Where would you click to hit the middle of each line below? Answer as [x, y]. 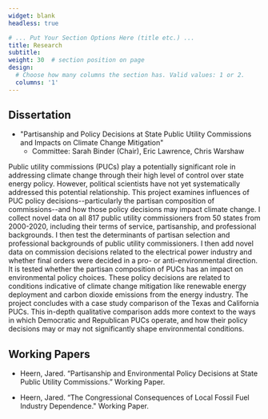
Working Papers [49, 354]
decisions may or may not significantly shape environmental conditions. [126, 329]
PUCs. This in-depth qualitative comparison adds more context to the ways [132, 312]
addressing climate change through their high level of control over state [126, 175]
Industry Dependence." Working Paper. [84, 406]
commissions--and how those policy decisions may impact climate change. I [134, 209]
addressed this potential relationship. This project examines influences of [129, 193]
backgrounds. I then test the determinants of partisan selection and [119, 235]
